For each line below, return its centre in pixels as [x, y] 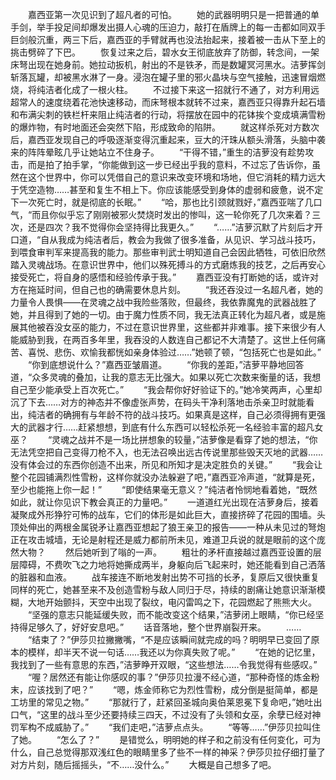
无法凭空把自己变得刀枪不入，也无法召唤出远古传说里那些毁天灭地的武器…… [167, 452]
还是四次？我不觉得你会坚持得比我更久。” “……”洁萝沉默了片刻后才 [171, 227]
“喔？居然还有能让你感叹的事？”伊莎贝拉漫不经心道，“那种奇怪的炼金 [169, 677]
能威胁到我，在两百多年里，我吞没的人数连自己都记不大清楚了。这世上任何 [163, 339]
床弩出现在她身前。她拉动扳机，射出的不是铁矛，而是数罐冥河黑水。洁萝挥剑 [168, 64]
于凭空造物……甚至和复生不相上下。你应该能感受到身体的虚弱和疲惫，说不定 [167, 189]
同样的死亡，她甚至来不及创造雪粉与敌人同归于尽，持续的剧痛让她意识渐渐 [163, 589]
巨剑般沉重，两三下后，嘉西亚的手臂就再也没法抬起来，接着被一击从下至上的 [168, 39]
